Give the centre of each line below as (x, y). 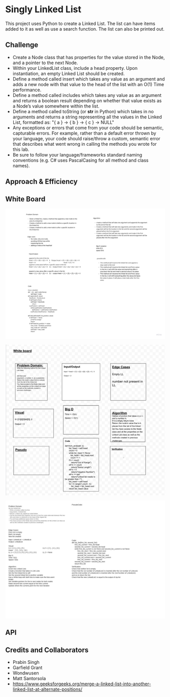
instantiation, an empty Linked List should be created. (69, 73)
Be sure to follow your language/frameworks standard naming (77, 154)
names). (21, 165)
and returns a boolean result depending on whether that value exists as (87, 100)
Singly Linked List (43, 9)
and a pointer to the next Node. (45, 63)
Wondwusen (26, 673)
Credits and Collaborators (47, 650)
